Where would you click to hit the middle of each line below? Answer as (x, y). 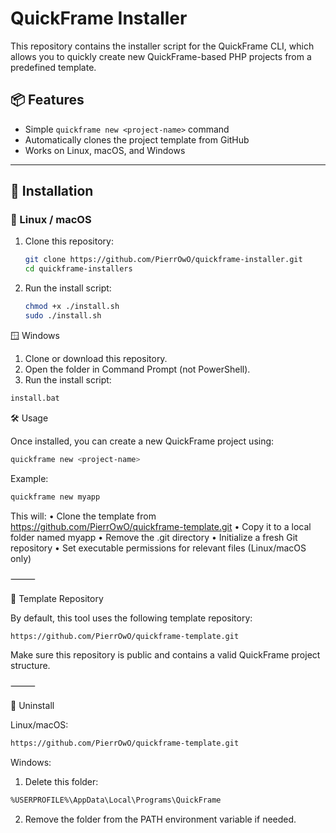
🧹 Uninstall (32, 706)
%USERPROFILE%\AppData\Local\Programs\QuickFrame (116, 800)
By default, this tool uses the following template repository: (131, 618)
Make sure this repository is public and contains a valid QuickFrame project (165, 655)
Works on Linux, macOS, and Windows (105, 150)
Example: (29, 478)
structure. (30, 666)
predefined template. (53, 67)
